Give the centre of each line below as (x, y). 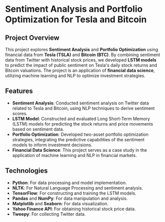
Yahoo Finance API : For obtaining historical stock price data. (74, 209)
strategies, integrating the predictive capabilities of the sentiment (78, 139)
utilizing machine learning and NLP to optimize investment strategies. (75, 76)
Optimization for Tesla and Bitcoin (76, 19)
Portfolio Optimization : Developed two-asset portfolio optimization (80, 134)
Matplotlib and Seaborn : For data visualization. (60, 203)
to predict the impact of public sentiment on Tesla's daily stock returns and (81, 65)
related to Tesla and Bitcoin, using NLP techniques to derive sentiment (83, 108)
